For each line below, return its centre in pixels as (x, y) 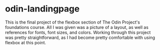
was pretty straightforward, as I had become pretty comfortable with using (80, 37)
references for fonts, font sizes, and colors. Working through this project (78, 32)
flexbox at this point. (26, 42)
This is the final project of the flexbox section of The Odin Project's (73, 22)
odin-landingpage (42, 9)
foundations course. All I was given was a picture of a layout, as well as (77, 27)
